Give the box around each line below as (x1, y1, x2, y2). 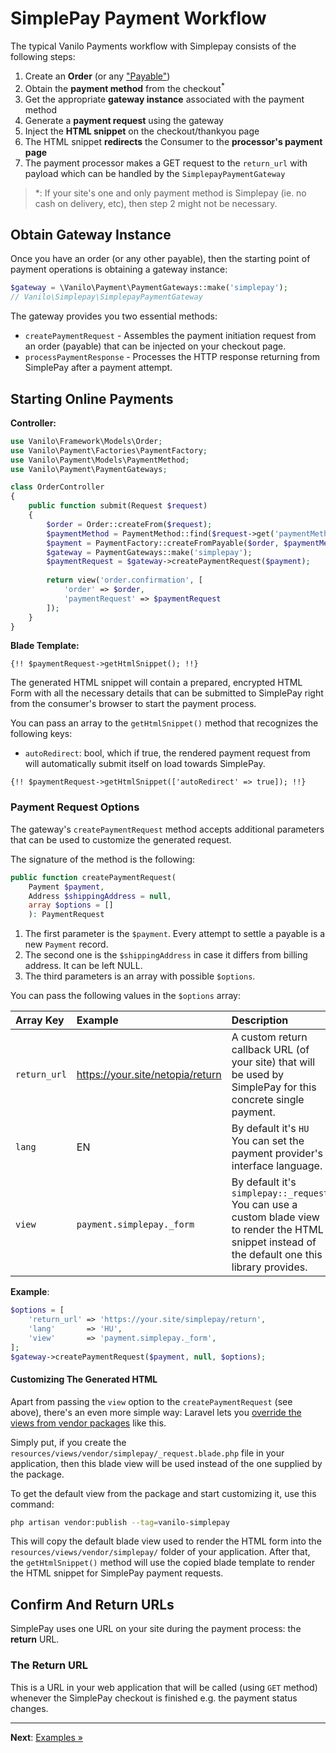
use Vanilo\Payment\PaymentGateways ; (10, 464, 168, 474)
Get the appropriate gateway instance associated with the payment (24, 93, 305, 105)
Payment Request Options (10, 800, 140, 814)
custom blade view (231, 1210, 320, 1224)
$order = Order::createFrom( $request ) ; (46, 519, 213, 529)
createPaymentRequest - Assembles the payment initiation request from (24, 330, 317, 342)
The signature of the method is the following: (10, 853, 196, 865)
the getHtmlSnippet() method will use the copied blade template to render (10, 1557, 315, 1569)
